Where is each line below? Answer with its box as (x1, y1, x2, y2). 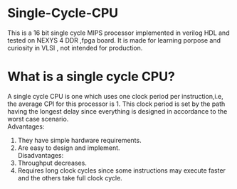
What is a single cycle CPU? (7, 69, 176, 85)
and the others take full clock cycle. (17, 173, 122, 182)
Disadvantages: (17, 151, 64, 159)
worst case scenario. (7, 114, 69, 123)
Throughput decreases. (17, 158, 87, 167)
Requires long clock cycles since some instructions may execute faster (17, 166, 226, 175)
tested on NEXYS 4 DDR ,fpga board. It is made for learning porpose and (7, 36, 221, 44)
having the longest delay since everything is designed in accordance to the (7, 107, 228, 115)
